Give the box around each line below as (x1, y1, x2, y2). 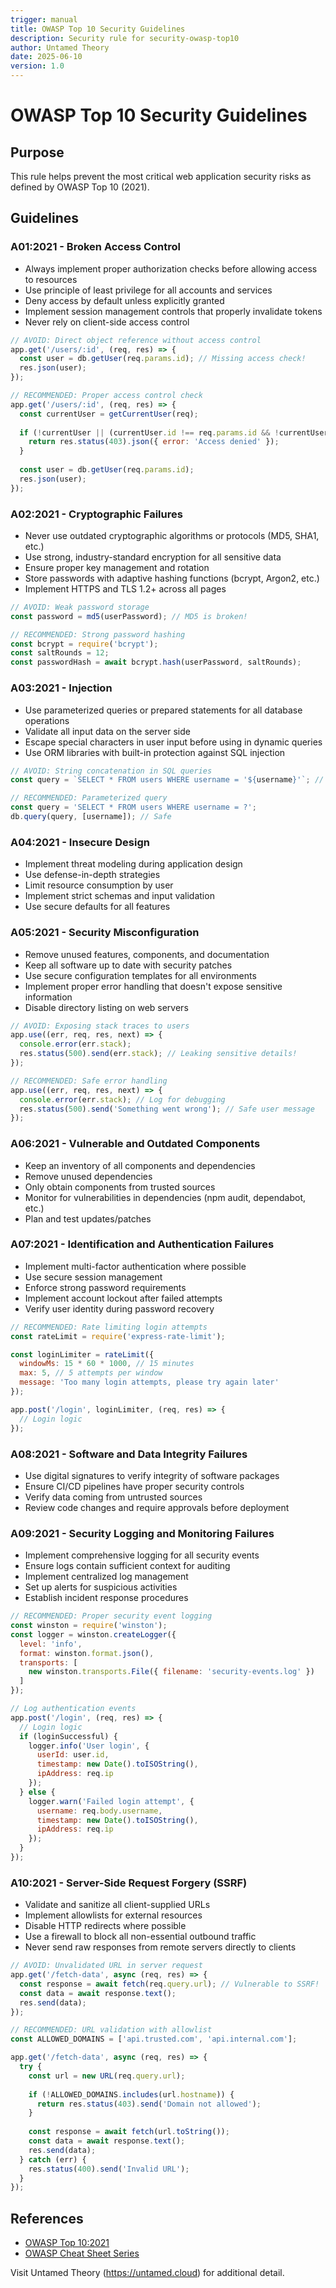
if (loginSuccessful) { (19, 1731, 118, 1741)
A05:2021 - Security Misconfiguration (10, 926, 200, 940)
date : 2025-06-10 (10, 52, 83, 62)
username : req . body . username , (36, 1806, 163, 1816)
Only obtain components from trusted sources (24, 1181, 216, 1193)
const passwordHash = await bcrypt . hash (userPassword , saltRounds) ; (10, 657, 302, 668)
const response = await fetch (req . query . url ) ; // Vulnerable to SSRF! (19, 1979, 320, 1989)
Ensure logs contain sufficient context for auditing (24, 1560, 231, 1572)
